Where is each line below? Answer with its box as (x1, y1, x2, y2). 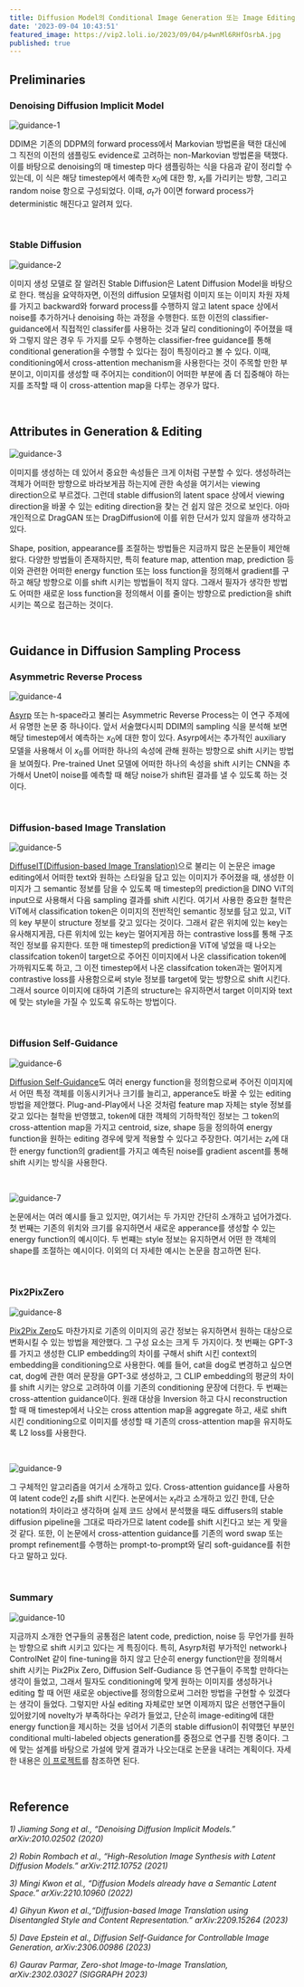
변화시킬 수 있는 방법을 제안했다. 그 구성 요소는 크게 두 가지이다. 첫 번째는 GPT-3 (9, 1336, 293, 1347)
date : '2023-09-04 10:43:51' (9, 22, 119, 31)
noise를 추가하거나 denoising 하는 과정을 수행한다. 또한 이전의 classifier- (9, 311, 270, 322)
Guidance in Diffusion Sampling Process (9, 643, 242, 659)
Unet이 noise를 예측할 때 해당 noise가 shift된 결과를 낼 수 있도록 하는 (33, 769, 279, 780)
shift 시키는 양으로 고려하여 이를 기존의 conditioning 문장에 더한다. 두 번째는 (18, 1382, 289, 1393)
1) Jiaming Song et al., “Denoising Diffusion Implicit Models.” (9, 1823, 236, 1834)
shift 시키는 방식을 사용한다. (9, 1157, 108, 1168)
